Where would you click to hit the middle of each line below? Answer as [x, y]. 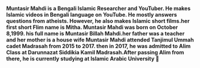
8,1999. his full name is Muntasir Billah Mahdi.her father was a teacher [96, 33]
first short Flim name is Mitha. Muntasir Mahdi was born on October [92, 27]
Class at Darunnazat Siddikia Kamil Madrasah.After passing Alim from [95, 52]
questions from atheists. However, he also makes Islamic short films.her [98, 21]
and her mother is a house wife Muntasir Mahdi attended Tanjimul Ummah [100, 40]
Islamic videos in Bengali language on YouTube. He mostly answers [92, 14]
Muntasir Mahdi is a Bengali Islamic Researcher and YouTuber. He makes [99, 8]
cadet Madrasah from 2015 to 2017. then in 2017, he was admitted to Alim [99, 46]
